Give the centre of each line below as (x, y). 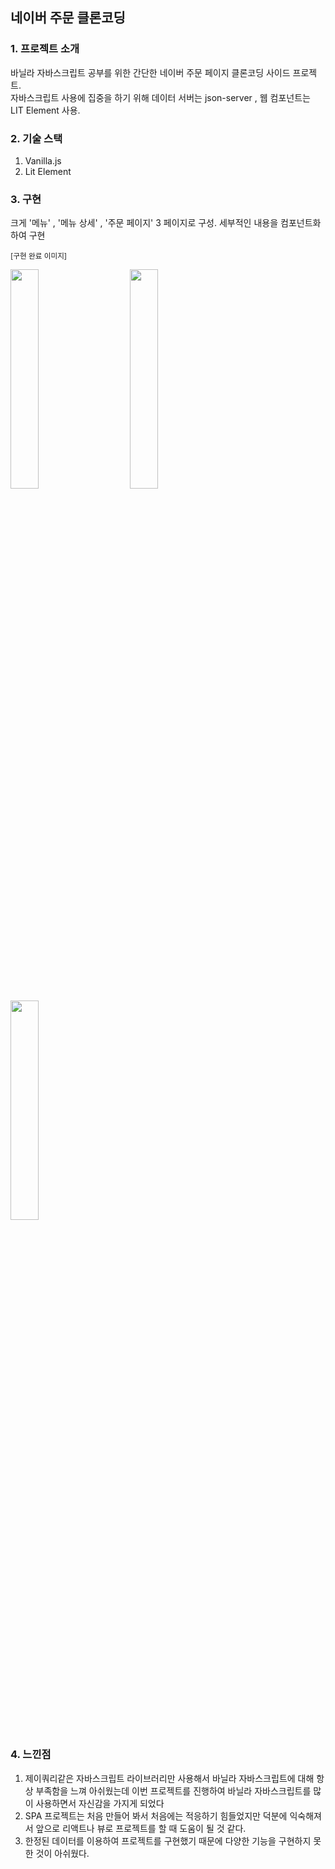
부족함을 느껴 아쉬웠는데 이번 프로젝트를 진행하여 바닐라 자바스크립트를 (173, 1790)
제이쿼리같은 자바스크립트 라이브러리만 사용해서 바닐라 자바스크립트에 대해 (169, 1778)
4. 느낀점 (31, 1755)
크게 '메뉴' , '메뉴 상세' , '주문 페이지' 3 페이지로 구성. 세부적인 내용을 (144, 223)
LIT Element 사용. (45, 110)
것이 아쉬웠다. (62, 1853)
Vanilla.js (43, 160)
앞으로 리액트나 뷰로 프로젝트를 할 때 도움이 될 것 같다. (141, 1828)
